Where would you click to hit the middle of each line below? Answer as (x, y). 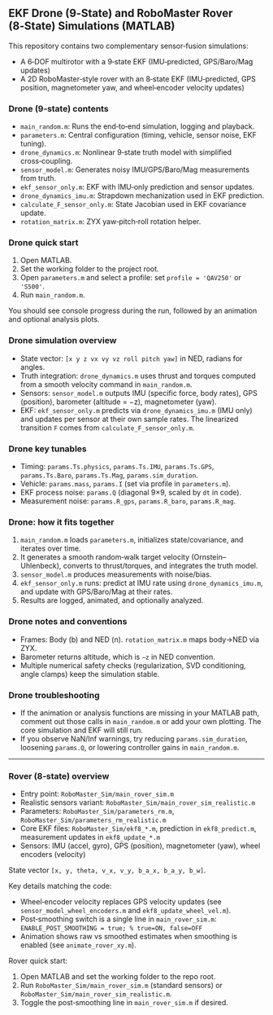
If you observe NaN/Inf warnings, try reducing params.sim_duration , (134, 738)
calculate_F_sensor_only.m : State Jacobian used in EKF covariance (133, 204)
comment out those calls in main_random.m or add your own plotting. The (141, 721)
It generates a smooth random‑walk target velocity (105, 557)
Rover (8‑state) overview (59, 776)
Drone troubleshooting (54, 695)
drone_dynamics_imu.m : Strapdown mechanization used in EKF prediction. (142, 196)
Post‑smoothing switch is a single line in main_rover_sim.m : (118, 919)
